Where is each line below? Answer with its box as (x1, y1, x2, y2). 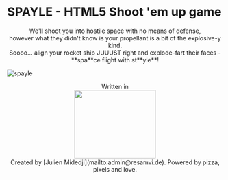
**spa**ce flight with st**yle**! (71, 55, 160, 64)
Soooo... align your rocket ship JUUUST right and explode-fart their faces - (9, 49, 221, 57)
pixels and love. (92, 165, 138, 173)
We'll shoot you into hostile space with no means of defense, (29, 27, 201, 35)
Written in (101, 82, 129, 90)
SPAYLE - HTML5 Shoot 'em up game (7, 4, 222, 20)
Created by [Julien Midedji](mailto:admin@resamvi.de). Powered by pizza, (10, 158, 220, 166)
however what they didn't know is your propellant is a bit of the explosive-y (9, 34, 221, 42)
